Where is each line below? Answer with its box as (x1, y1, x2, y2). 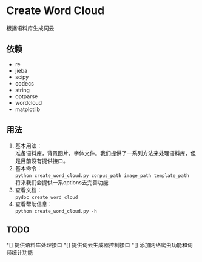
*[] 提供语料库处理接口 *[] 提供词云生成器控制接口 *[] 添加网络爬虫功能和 (6, 241, 188, 249)
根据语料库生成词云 (6, 24, 55, 32)
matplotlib (15, 106, 41, 113)
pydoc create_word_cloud (15, 194, 78, 200)
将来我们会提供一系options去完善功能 (15, 178, 109, 186)
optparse (15, 92, 38, 100)
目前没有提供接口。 (20, 157, 69, 164)
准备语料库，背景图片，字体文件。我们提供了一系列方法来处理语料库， (15, 149, 191, 156)
